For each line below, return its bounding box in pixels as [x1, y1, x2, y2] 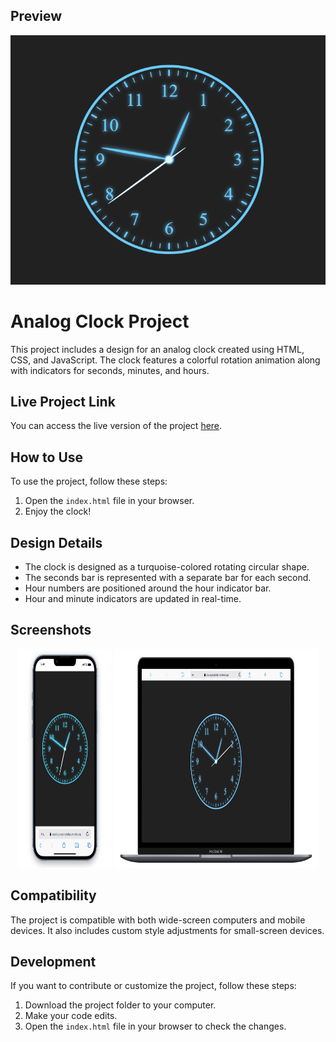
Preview [10, 8, 63, 25]
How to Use [10, 449, 84, 466]
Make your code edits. [24, 1010, 118, 1022]
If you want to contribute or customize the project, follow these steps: [10, 980, 297, 992]
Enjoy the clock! [24, 505, 92, 518]
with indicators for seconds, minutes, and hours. [10, 364, 210, 376]
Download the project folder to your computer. [24, 999, 217, 1011]
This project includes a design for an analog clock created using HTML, [10, 343, 305, 355]
